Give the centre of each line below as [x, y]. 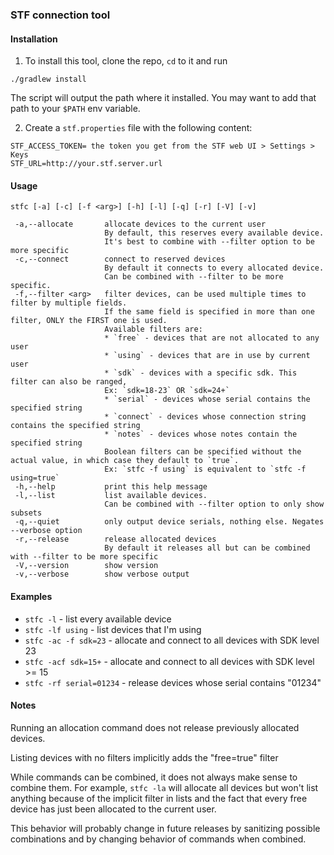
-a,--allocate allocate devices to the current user [140, 224]
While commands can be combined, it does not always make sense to [154, 777]
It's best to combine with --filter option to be [209, 242]
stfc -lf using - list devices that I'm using [113, 629]
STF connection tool [60, 15]
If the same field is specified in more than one [209, 312]
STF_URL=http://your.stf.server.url [86, 164]
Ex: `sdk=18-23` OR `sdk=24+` [167, 391]
